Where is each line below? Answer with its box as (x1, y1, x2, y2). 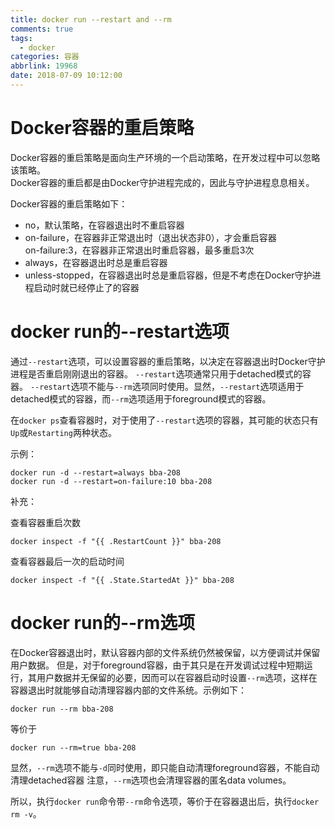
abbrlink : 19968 (10, 61, 78, 71)
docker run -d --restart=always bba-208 (10, 467, 182, 478)
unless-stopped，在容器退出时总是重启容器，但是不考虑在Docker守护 (24, 269, 313, 281)
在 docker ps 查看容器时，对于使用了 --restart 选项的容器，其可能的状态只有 (10, 414, 319, 426)
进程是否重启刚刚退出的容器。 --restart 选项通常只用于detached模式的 (10, 367, 303, 380)
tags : (10, 33, 33, 43)
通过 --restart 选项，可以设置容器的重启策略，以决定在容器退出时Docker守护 (10, 355, 326, 367)
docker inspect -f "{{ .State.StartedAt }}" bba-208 (10, 575, 235, 585)
